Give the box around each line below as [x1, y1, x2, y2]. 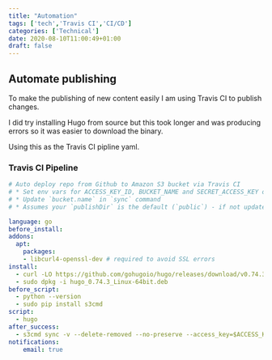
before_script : [8, 285, 60, 294]
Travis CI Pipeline [8, 162, 79, 173]
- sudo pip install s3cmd [15, 300, 104, 308]
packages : [23, 248, 57, 256]
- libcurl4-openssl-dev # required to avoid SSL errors [23, 256, 216, 264]
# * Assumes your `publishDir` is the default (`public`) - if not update [8, 203, 266, 211]
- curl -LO [15, 270, 53, 278]
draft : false [8, 42, 53, 50]
